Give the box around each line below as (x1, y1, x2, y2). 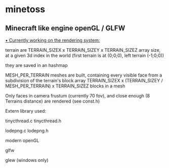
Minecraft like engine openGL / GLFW (5, 24, 125, 32)
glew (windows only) (5, 157, 49, 163)
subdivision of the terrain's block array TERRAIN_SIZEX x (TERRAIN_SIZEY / (5, 78, 163, 83)
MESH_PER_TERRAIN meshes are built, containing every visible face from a (5, 72, 162, 78)
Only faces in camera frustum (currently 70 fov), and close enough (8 (5, 93, 150, 98)
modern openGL (5, 138, 39, 143)
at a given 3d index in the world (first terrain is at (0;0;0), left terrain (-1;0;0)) (5, 52, 164, 58)
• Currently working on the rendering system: (5, 37, 100, 43)
